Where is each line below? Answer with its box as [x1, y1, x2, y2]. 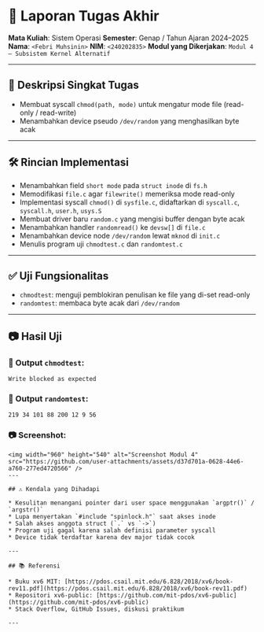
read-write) [39, 108, 77, 117]
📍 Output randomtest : [8, 393, 89, 404]
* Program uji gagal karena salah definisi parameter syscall [8, 527, 216, 534]
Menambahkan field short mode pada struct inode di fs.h [19, 180, 208, 190]
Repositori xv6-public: [15, 591, 93, 599]
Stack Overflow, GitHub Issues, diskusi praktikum [15, 605, 185, 613]
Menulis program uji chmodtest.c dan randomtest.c [19, 239, 183, 249]
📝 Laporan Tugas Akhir [8, 7, 159, 25]
